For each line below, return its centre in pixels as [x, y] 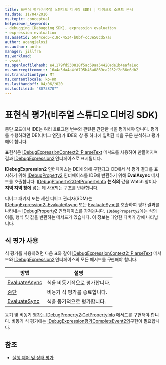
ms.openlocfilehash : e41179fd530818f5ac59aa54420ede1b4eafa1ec [72, 65]
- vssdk [13, 61]
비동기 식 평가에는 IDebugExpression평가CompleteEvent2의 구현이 [77, 321]
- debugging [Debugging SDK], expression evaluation [61, 28]
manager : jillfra [23, 51]
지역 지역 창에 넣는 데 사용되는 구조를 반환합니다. [52, 188]
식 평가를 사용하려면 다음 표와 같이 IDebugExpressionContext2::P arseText [79, 253]
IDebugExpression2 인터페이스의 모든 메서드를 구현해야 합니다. [76, 260]
